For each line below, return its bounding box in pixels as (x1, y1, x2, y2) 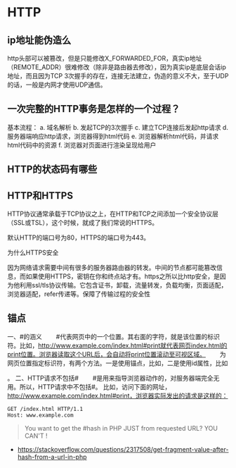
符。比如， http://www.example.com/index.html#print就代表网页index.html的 (7, 341, 228, 350)
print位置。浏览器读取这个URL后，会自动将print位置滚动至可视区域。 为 (7, 350, 226, 358)
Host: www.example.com (7, 412, 74, 419)
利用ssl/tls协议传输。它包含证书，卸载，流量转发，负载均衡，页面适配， (19, 281, 228, 290)
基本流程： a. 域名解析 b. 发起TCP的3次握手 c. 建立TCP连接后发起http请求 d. (7, 123, 228, 131)
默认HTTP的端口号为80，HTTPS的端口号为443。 (7, 233, 150, 242)
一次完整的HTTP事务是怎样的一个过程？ (7, 103, 181, 115)
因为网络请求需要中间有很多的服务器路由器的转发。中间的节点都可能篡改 (7, 264, 216, 272)
